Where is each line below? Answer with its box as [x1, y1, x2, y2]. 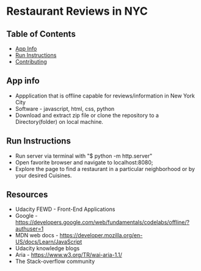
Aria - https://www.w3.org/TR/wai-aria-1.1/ [15, 251, 122, 259]
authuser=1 [15, 225, 44, 232]
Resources [6, 189, 48, 200]
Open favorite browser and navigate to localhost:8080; [15, 158, 154, 166]
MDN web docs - [15, 232, 59, 239]
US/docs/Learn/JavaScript [15, 238, 82, 246]
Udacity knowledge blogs [15, 245, 80, 252]
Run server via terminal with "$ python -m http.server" [15, 152, 153, 159]
